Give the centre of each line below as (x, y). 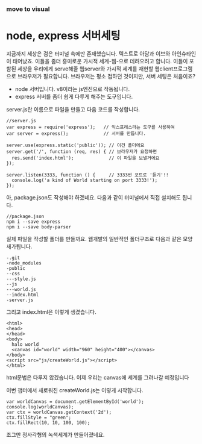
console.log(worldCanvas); (40, 407)
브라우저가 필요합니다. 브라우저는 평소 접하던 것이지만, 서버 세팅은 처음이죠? (106, 76)
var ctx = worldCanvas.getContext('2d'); (59, 412)
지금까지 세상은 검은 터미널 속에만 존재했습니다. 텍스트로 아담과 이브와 (88, 54)
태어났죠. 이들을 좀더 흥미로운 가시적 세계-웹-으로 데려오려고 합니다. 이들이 (100, 61)
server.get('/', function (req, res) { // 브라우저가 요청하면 (82, 152)
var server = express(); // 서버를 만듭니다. (76, 133)
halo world (25, 344)
